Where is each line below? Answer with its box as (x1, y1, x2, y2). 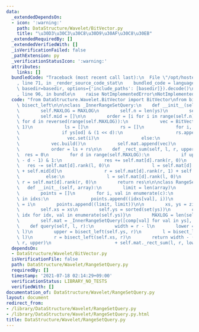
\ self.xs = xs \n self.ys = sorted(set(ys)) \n (17, 207, 171, 213)
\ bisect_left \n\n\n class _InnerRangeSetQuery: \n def (17, 102, 161, 108)
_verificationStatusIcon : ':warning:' (11, 58, 108, 64)
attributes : (11, 63, 41, 70)
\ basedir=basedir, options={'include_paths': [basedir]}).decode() (17, 86, 190, 92)
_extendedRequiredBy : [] (11, 36, 73, 42)
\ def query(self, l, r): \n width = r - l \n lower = (17, 223, 195, 229)
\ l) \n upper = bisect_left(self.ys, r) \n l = (17, 228, 171, 234)
